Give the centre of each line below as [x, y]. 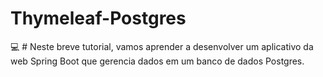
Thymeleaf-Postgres [98, 18]
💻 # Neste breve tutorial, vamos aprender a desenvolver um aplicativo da [162, 46]
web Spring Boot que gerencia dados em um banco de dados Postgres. [157, 61]
